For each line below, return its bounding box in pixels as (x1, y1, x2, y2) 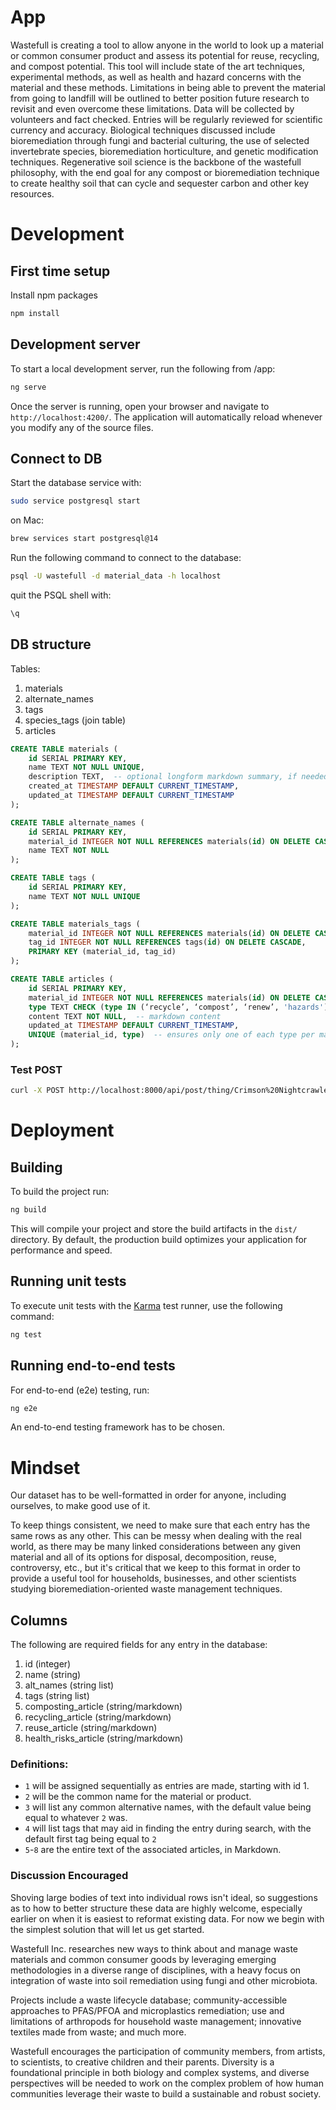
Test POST (10, 1062, 63, 1076)
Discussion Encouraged (10, 1869, 129, 1883)
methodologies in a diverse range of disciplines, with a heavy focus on (10, 1964, 302, 1976)
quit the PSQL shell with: (10, 589, 112, 601)
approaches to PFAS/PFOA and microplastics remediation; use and (10, 2004, 285, 2016)
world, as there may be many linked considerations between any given (10, 1541, 302, 1553)
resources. (10, 187, 55, 200)
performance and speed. (10, 1244, 113, 1256)
